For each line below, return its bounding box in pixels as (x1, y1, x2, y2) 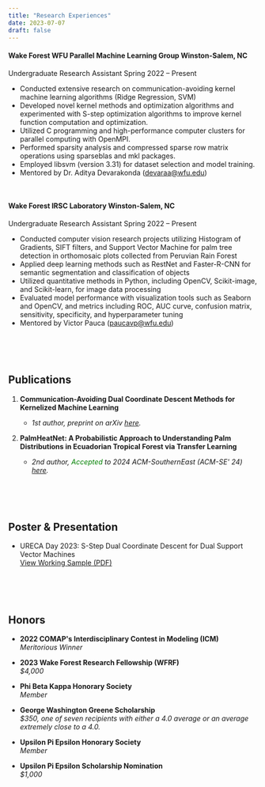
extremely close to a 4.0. (19, 722, 100, 732)
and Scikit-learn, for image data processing (19, 284, 161, 293)
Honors (8, 613, 46, 626)
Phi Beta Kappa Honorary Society (19, 682, 132, 691)
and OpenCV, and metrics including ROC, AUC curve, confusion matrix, (19, 301, 252, 311)
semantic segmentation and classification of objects (19, 267, 190, 277)
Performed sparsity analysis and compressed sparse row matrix (19, 142, 229, 152)
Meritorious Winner (19, 642, 83, 653)
